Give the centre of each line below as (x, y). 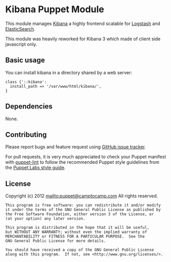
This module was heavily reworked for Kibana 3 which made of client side (83, 39)
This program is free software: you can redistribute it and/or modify (83, 205)
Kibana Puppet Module (55, 9)
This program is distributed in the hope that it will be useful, (77, 228)
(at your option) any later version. (45, 219)
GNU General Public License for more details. (56, 241)
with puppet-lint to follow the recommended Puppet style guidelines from (82, 162)
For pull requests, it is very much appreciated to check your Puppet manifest (86, 157)
